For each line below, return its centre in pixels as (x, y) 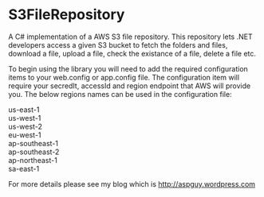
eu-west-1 (25, 135)
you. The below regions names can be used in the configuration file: (120, 94)
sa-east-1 (24, 168)
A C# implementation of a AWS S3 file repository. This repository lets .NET (130, 37)
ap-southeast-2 (34, 152)
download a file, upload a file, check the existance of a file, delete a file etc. (132, 53)
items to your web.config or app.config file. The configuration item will (124, 77)
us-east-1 (24, 110)
